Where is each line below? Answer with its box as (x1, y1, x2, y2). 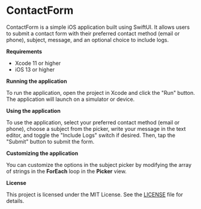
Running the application (6, 77, 67, 85)
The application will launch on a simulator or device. (6, 95, 135, 103)
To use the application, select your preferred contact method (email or (6, 118, 180, 126)
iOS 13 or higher (14, 65, 55, 73)
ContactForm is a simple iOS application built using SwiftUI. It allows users (6, 23, 190, 31)
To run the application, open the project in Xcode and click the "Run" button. (6, 89, 195, 96)
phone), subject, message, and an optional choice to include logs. (6, 36, 169, 43)
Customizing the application (6, 150, 79, 157)
